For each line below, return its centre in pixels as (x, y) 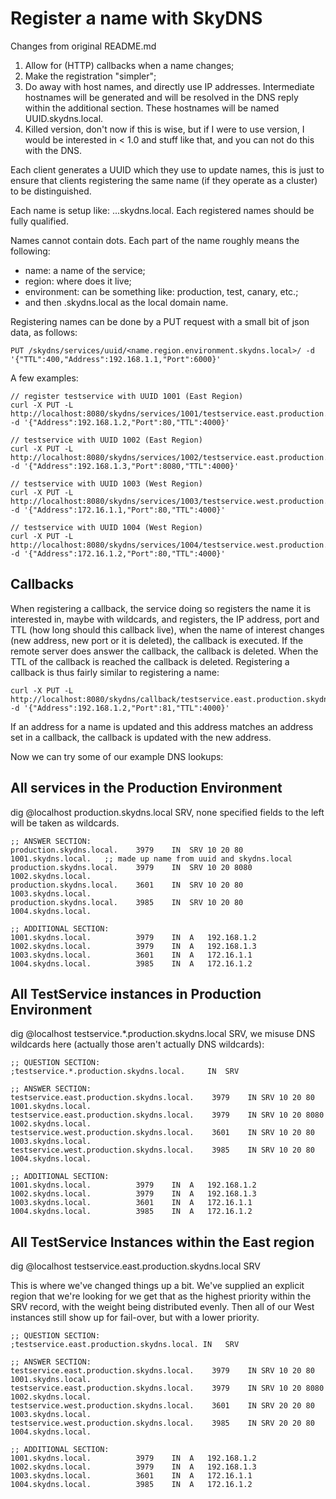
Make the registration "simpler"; (90, 76)
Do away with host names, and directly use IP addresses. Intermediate (169, 86)
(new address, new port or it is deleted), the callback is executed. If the (157, 640)
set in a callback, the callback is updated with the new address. (141, 737)
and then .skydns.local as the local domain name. (126, 302)
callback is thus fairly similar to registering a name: (115, 672)
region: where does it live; (78, 281)
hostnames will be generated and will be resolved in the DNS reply (161, 97)
